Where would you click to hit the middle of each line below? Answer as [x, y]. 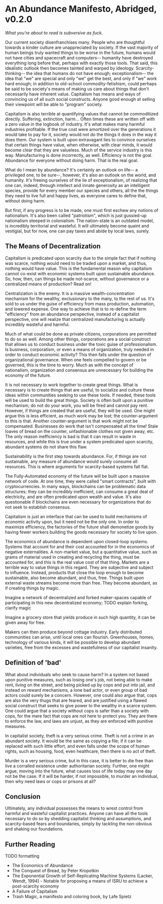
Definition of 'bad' [33, 663]
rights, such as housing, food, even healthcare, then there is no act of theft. [81, 751]
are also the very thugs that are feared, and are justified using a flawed [76, 700]
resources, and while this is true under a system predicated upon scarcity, [79, 441]
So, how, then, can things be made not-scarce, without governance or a [77, 279]
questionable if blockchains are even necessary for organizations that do [78, 502]
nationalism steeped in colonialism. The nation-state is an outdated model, [80, 221]
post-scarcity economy [36, 886]
